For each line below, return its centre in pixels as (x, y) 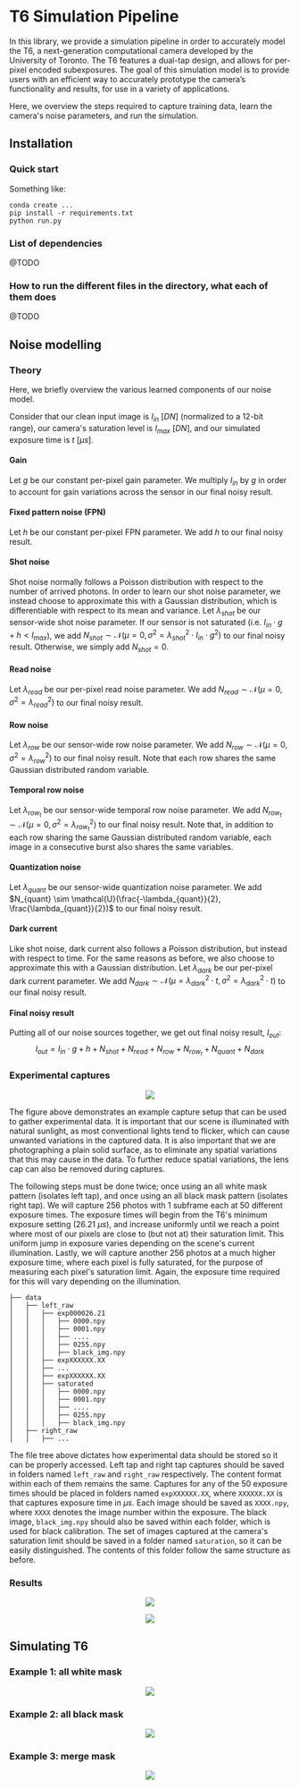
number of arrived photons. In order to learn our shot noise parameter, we (145, 591)
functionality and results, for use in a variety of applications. (120, 89)
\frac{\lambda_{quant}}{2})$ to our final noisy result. (106, 908)
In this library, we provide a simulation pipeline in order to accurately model (147, 41)
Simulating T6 (49, 1646)
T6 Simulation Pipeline (94, 17)
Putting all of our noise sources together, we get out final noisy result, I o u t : (145, 1034)
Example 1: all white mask (66, 1672)
